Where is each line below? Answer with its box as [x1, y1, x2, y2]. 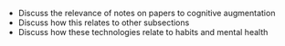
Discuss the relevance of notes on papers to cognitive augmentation [17, 8, 276, 18]
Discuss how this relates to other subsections [17, 17, 190, 28]
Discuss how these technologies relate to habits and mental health [17, 27, 269, 37]
